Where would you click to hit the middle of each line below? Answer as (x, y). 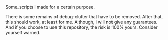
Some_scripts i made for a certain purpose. (50, 7)
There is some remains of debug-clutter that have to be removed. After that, (84, 17)
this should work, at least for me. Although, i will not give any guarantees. (81, 22)
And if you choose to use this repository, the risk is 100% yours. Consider (81, 27)
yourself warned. (23, 32)
